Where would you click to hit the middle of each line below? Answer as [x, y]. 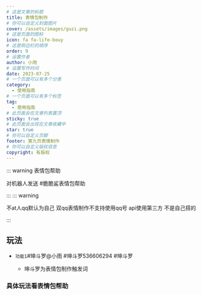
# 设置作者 [18, 57]
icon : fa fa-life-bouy [35, 40]
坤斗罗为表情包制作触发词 [56, 269]
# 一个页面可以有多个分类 [34, 79]
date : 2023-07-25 [28, 74]
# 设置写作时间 [23, 68]
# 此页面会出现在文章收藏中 [36, 125]
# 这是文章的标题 [25, 12]
